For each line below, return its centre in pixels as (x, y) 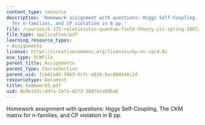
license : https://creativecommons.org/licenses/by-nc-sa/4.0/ (87, 52)
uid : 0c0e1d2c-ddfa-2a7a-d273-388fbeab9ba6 (63, 91)
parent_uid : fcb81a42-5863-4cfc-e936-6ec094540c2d (72, 74)
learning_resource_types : (39, 40)
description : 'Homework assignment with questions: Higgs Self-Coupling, (102, 18)
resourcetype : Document (37, 80)
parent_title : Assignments (41, 63)
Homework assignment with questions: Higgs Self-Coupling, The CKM (95, 109)
